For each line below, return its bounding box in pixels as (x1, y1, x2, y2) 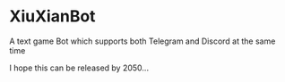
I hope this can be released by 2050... (9, 62, 150, 73)
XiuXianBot (9, 6, 96, 27)
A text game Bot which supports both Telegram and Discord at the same (9, 36, 276, 46)
